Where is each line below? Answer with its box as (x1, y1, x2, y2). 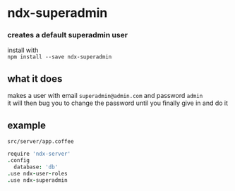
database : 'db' (13, 164, 59, 171)
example (7, 119, 47, 131)
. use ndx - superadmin (7, 176, 68, 184)
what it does (7, 73, 63, 85)
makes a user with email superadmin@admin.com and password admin (7, 92, 203, 100)
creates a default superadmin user (7, 30, 128, 40)
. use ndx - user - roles (7, 170, 68, 177)
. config (7, 156, 30, 164)
